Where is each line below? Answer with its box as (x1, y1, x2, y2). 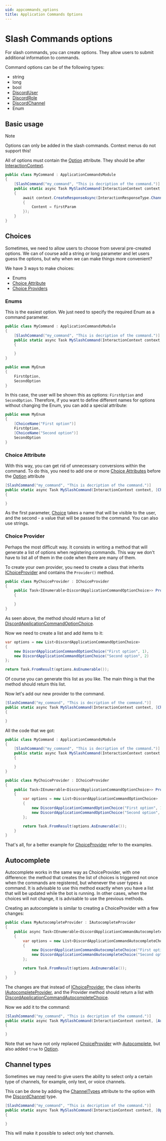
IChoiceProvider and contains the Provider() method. (5, 569, 115, 575)
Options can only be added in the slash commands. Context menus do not (5, 143, 156, 149)
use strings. (5, 520, 29, 526)
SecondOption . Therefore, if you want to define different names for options (5, 397, 155, 403)
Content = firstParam (31, 204, 77, 209)
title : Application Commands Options (5, 12, 83, 17)
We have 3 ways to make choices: (5, 265, 75, 271)
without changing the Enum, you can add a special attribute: (5, 402, 127, 408)
